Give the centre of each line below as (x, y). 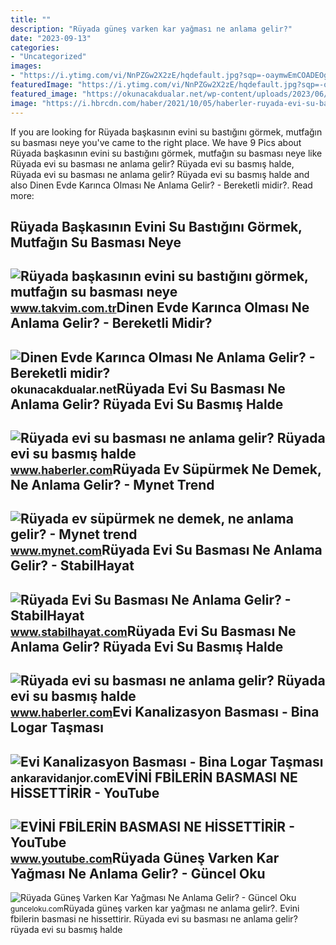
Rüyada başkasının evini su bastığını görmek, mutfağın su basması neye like (166, 153)
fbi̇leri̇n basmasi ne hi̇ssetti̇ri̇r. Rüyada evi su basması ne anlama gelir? (154, 919)
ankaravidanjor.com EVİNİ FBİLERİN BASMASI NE (154, 777)
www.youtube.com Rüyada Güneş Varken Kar (145, 858)
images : (26, 66)
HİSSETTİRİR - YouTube (85, 792)
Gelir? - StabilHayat (72, 566)
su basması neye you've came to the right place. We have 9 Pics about (156, 142)
